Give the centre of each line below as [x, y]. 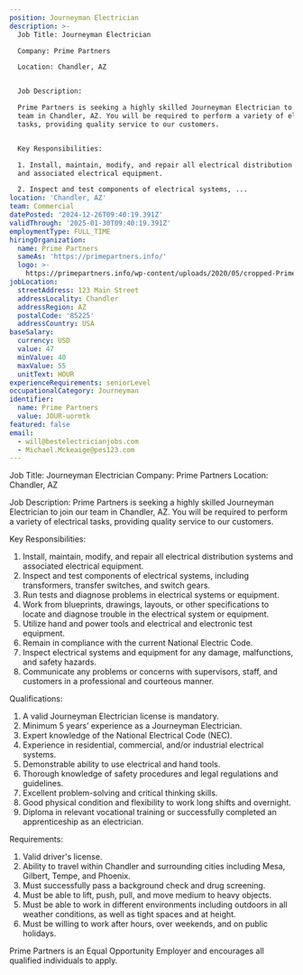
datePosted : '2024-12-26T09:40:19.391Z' [87, 215]
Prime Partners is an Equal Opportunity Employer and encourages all [137, 951]
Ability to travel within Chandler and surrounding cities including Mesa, [154, 867]
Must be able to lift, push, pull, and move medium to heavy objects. [147, 896]
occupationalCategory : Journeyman [74, 391]
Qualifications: [36, 699]
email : [22, 433]
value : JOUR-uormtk [54, 416]
